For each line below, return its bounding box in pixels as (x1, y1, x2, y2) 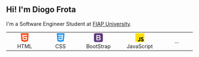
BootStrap (86, 42, 111, 49)
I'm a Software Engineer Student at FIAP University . (6, 20, 132, 27)
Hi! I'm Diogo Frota (6, 5, 76, 15)
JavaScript (126, 42, 153, 49)
